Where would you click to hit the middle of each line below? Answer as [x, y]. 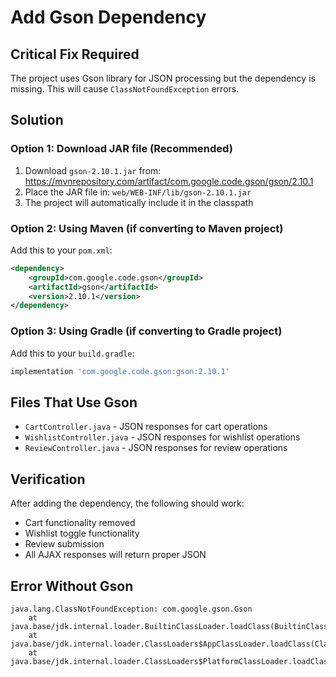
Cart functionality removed [80, 523]
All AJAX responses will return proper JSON [115, 555]
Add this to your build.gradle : [72, 353]
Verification [48, 479]
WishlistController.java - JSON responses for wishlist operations [162, 437]
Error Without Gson [72, 586]
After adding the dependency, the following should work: [127, 503]
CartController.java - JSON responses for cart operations [146, 427]
